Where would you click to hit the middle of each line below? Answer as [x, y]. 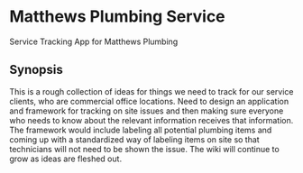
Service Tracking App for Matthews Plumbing [94, 41]
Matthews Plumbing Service [117, 17]
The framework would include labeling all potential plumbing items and [141, 130]
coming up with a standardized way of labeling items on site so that [134, 139]
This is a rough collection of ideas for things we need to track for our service [151, 91]
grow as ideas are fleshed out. [66, 159]
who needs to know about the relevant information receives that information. [151, 120]
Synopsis [36, 70]
